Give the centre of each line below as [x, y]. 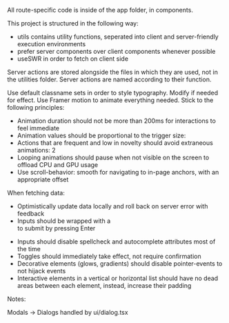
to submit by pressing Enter [56, 228]
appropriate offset [43, 179]
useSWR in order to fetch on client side [73, 59]
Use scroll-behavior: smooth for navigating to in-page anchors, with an [118, 172]
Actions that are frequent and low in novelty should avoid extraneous [115, 143]
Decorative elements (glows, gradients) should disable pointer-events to [120, 264]
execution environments [51, 44]
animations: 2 [36, 150]
